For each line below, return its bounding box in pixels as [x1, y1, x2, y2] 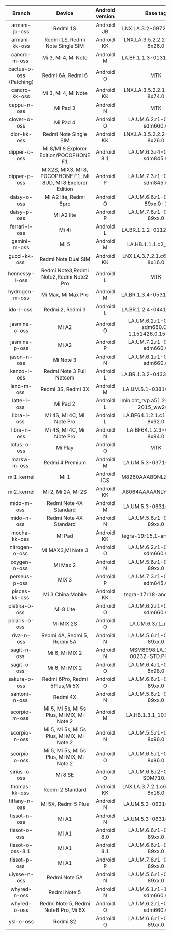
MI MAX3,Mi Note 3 [41, 547, 89, 554]
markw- [11, 456, 32, 463]
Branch [12, 10, 31, 17]
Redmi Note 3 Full [43, 368, 87, 374]
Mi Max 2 [53, 562, 76, 568]
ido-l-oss [8, 306, 33, 313]
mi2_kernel [8, 488, 35, 495]
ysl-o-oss [8, 918, 34, 925]
